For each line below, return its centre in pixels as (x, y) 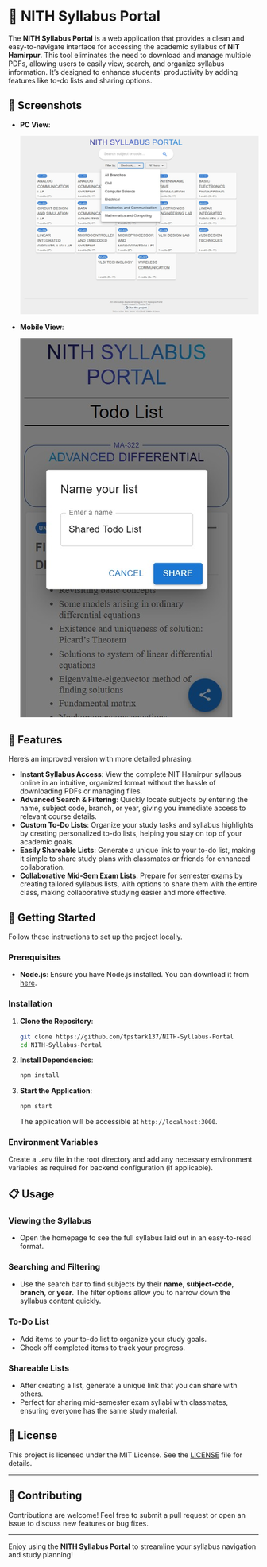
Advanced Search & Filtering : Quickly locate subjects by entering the (134, 800)
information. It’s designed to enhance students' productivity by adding (123, 72)
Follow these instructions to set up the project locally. (95, 937)
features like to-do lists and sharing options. (80, 80)
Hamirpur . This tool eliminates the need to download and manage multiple (130, 55)
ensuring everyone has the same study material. (99, 1411)
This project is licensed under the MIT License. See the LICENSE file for (126, 1455)
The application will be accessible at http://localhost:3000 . (118, 1122)
